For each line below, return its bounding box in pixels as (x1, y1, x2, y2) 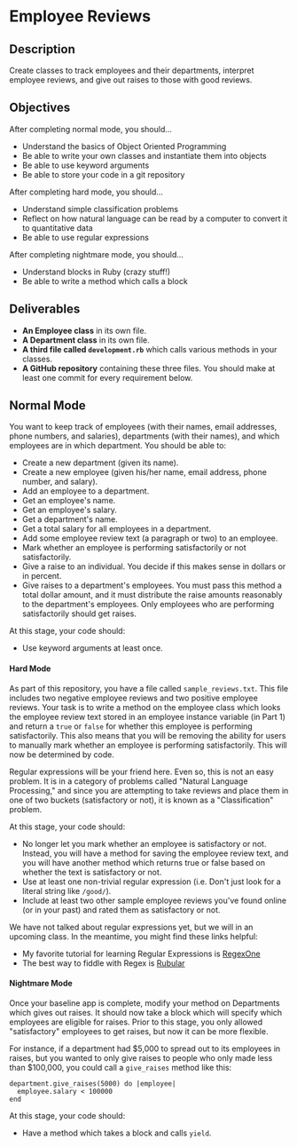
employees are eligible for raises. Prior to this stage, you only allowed (9, 1016, 263, 1027)
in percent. (21, 571, 62, 581)
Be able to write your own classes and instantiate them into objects (21, 150, 268, 161)
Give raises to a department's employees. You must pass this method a (21, 580, 282, 591)
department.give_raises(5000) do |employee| (9, 1079, 176, 1088)
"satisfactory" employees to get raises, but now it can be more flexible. (9, 1025, 269, 1036)
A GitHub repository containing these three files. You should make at (21, 362, 276, 374)
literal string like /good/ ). (21, 885, 112, 896)
